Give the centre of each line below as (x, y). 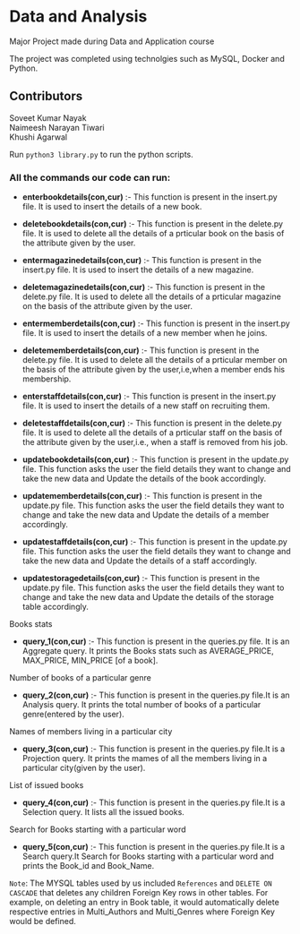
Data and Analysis (78, 17)
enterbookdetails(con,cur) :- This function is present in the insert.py (150, 197)
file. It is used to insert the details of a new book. (112, 207)
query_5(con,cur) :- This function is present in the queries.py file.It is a (153, 847)
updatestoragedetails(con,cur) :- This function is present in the (141, 578)
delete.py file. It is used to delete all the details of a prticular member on (155, 360)
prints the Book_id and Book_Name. (88, 866)
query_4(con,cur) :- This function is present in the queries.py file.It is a (154, 802)
